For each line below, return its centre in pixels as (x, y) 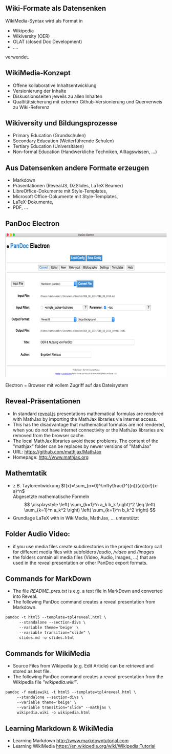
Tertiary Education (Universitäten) (48, 146)
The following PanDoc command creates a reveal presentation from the (88, 677)
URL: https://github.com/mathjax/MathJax (57, 451)
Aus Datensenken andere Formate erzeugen (77, 168)
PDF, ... (20, 207)
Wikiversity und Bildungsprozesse (61, 123)
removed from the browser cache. (49, 435)
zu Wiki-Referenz (31, 107)
